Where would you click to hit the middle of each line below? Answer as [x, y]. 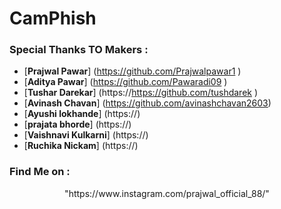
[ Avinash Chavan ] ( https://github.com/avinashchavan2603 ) [147, 103]
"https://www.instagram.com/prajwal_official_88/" [167, 193]
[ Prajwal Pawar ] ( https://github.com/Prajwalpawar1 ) [132, 71]
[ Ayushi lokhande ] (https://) [82, 114]
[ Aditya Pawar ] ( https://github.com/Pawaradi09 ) [125, 82]
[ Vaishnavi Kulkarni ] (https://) [86, 135]
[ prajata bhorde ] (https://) [77, 124]
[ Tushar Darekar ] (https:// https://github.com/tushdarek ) [141, 93]
